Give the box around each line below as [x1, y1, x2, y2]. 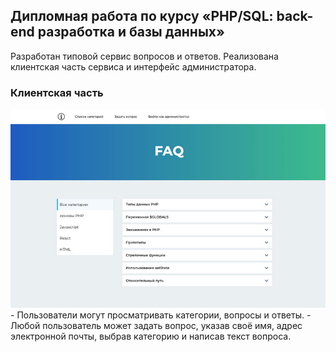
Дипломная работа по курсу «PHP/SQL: [10, 8, 274, 25]
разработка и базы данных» [37, 24, 225, 41]
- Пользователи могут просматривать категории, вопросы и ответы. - [10, 309, 312, 321]
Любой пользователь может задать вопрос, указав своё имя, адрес [10, 320, 303, 332]
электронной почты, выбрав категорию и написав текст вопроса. [10, 330, 292, 343]
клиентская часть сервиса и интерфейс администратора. [10, 60, 257, 73]
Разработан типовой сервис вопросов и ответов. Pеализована [10, 50, 279, 62]
